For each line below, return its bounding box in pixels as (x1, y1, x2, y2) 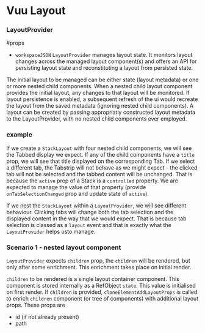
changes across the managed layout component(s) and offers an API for (15, 58, 197, 65)
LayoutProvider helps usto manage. (6, 228, 96, 235)
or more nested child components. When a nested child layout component (6, 83, 193, 90)
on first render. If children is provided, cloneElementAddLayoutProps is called (6, 288, 198, 296)
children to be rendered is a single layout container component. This (6, 275, 180, 283)
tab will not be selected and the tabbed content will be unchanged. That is (6, 170, 193, 178)
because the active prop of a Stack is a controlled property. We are (6, 177, 178, 184)
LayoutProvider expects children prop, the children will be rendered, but (6, 257, 190, 264)
